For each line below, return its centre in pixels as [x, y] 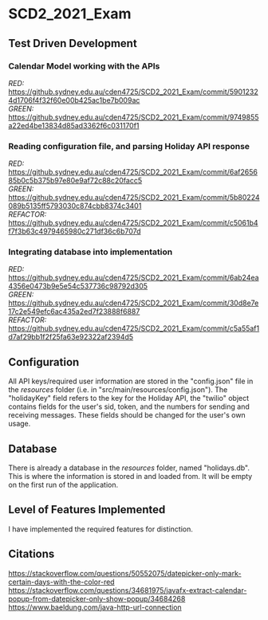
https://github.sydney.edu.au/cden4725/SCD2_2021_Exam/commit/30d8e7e [134, 303]
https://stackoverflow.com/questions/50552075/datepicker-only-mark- [125, 573]
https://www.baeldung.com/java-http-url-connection [95, 607]
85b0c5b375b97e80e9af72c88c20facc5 [75, 181]
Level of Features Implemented [87, 510]
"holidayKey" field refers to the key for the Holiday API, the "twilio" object [129, 398]
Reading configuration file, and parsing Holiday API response [129, 146]
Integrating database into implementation [91, 252]
